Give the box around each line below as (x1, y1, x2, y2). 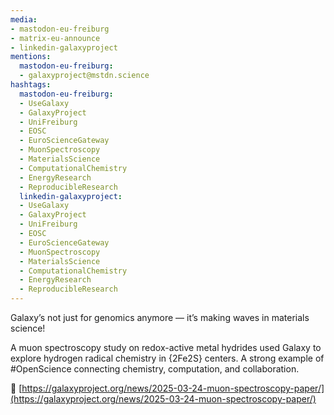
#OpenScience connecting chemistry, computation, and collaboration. (10, 363, 300, 375)
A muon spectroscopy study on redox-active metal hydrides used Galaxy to (10, 342, 322, 353)
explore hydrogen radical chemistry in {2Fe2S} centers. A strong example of (10, 352, 325, 364)
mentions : (10, 52, 52, 62)
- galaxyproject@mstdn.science (19, 71, 150, 81)
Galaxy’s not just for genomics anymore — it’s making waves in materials (10, 312, 310, 323)
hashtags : (10, 80, 52, 90)
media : (10, 14, 38, 25)
